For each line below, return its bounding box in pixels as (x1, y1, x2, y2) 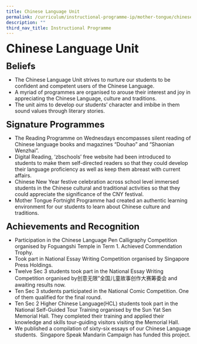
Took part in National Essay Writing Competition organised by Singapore (14, 255, 189, 262)
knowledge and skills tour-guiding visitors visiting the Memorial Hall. (14, 319, 180, 326)
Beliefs (6, 60, 36, 72)
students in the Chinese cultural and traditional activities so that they (14, 184, 181, 191)
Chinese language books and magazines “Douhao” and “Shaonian (14, 141, 175, 148)
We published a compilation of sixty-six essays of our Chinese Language (14, 325, 191, 332)
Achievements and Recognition (6, 221, 140, 232)
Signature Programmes (6, 119, 105, 130)
